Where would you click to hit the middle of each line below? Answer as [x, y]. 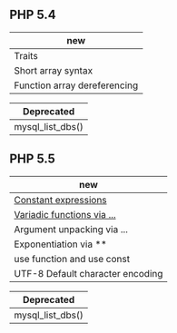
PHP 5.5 [33, 159]
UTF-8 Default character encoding [88, 273]
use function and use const [72, 259]
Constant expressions [60, 200]
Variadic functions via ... [65, 214]
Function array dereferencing [76, 85]
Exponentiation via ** [60, 244]
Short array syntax [54, 70]
